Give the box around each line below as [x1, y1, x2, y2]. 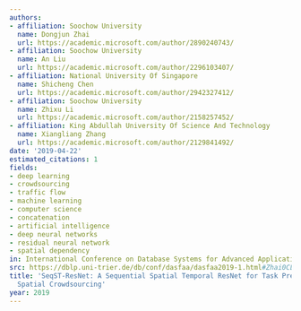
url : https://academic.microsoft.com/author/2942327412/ [17, 88, 235, 97]
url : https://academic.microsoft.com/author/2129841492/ [17, 138, 235, 147]
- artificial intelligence [9, 221, 110, 230]
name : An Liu [17, 55, 66, 64]
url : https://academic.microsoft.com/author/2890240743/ [17, 38, 235, 48]
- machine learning [9, 196, 82, 206]
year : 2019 [9, 288, 50, 297]
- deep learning [9, 171, 70, 180]
